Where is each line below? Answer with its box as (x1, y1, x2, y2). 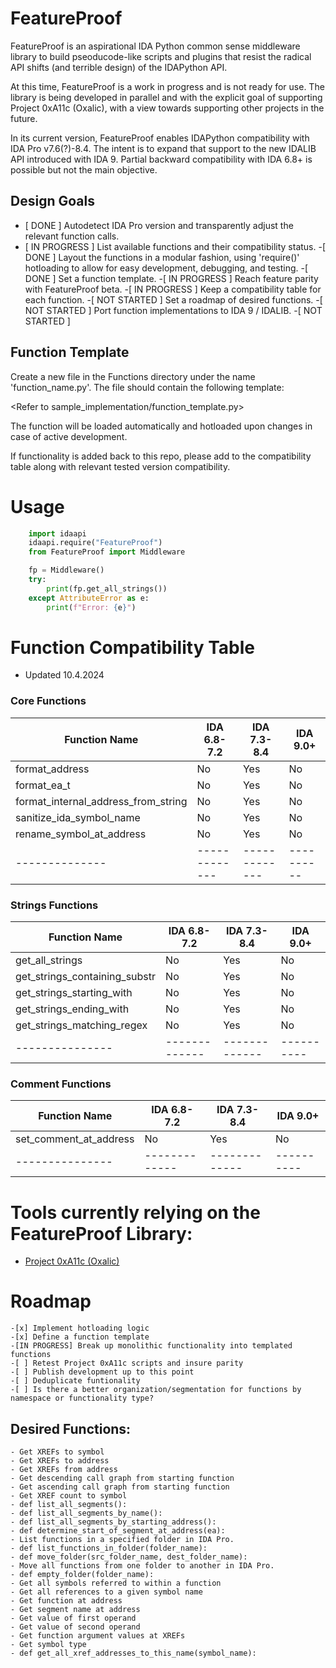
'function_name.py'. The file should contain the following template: (10, 381, 285, 393)
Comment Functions (10, 1077, 112, 1091)
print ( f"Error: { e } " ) (46, 602, 137, 612)
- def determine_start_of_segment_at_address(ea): (10, 1526, 226, 1536)
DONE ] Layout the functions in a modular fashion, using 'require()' (24, 251, 300, 263)
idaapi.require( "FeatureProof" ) (28, 538, 163, 548)
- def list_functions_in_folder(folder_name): (10, 1543, 208, 1554)
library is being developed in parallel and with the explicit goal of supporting (10, 91, 323, 103)
